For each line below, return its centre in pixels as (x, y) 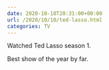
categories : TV (29, 26)
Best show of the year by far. (48, 59)
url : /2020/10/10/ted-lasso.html (55, 20)
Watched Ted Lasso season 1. (49, 46)
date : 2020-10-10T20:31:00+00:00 (55, 13)
